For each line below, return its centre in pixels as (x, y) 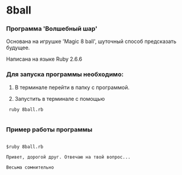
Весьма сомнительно (30, 168)
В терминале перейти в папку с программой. (72, 87)
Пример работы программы (49, 129)
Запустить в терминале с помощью (60, 98)
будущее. (18, 48)
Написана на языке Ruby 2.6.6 (44, 59)
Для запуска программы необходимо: (65, 74)
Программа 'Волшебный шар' (52, 29)
